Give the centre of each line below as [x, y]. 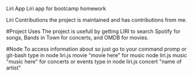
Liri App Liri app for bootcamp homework [56, 9]
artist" [14, 68]
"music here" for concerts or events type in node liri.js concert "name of [94, 62]
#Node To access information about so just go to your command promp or [97, 49]
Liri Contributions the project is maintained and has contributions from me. [97, 20]
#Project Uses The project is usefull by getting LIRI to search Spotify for [94, 31]
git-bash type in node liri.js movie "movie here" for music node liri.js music [97, 55]
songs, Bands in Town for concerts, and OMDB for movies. [77, 37]
